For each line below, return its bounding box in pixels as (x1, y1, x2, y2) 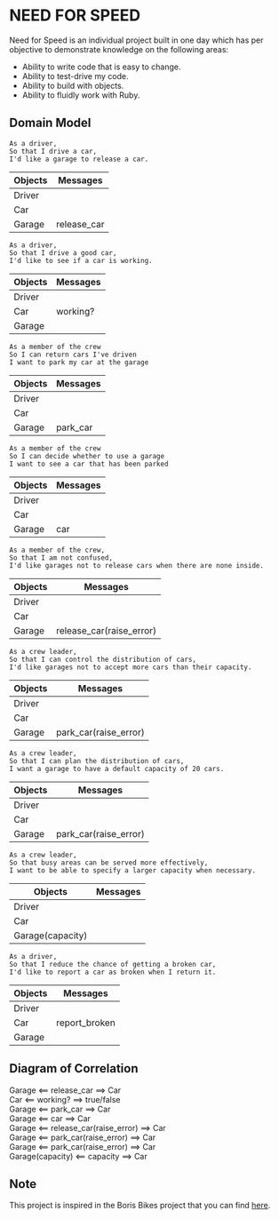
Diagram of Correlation (9, 1061, 139, 1076)
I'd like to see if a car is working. (9, 256, 153, 265)
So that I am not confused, (9, 553, 114, 562)
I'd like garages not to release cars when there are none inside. (9, 561, 265, 570)
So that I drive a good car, (9, 248, 117, 258)
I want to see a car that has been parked (9, 459, 169, 468)
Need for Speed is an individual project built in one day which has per (9, 35, 264, 45)
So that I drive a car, (9, 147, 98, 155)
